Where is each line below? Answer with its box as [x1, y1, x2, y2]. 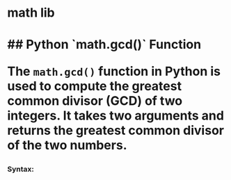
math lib [7, 5, 56, 21]
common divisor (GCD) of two [7, 93, 183, 109]
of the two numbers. [7, 138, 127, 154]
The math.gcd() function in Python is [7, 64, 221, 79]
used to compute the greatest [7, 79, 182, 95]
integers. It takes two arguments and [7, 108, 225, 124]
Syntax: [7, 165, 35, 174]
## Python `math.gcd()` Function [7, 37, 202, 53]
